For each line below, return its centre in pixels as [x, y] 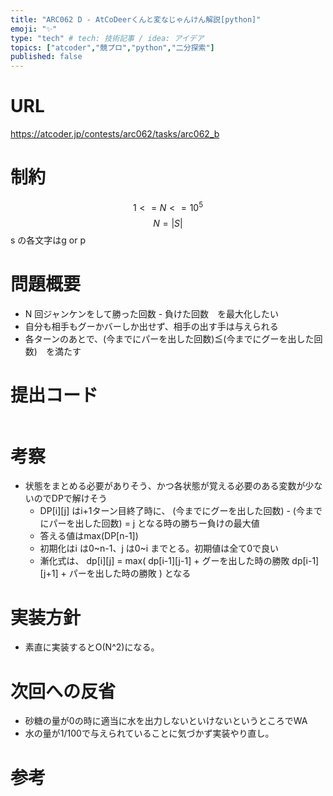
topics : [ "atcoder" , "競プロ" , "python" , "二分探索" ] [112, 47]
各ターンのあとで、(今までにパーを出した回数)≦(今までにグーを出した [169, 338]
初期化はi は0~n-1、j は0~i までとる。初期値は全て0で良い [159, 548]
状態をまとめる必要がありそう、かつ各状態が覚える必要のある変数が [165, 486]
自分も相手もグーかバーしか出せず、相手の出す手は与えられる [151, 326]
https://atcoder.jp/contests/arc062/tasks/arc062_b [115, 134]
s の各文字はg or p [48, 240]
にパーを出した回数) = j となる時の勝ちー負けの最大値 [149, 523]
